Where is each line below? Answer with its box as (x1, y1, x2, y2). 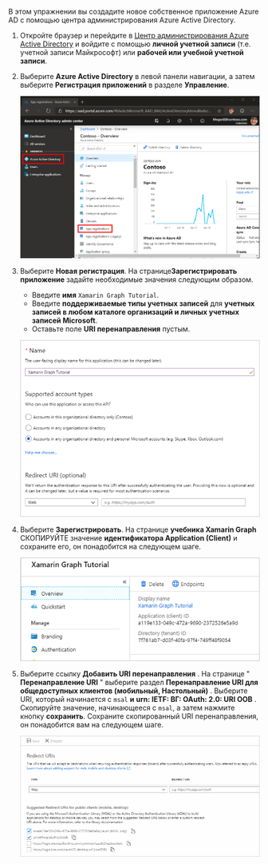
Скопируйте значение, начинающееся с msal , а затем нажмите (19, 703, 235, 712)
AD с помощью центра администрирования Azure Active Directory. (8, 15, 236, 25)
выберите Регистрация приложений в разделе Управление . (19, 80, 230, 89)
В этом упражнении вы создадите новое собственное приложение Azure (8, 7, 259, 16)
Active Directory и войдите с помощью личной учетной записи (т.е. (19, 39, 251, 49)
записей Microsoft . (31, 315, 98, 325)
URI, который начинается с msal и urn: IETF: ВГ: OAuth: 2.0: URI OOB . (19, 694, 257, 703)
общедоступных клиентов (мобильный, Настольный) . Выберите (19, 686, 248, 696)
